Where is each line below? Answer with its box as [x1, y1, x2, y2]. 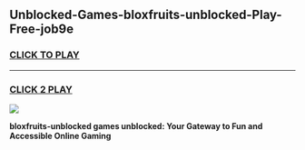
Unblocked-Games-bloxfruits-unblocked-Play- [9, 7, 283, 23]
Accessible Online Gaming [9, 130, 112, 141]
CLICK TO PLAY [9, 49, 80, 62]
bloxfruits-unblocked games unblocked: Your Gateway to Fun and [9, 120, 263, 131]
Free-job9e [9, 22, 74, 37]
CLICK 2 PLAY [9, 83, 73, 95]
